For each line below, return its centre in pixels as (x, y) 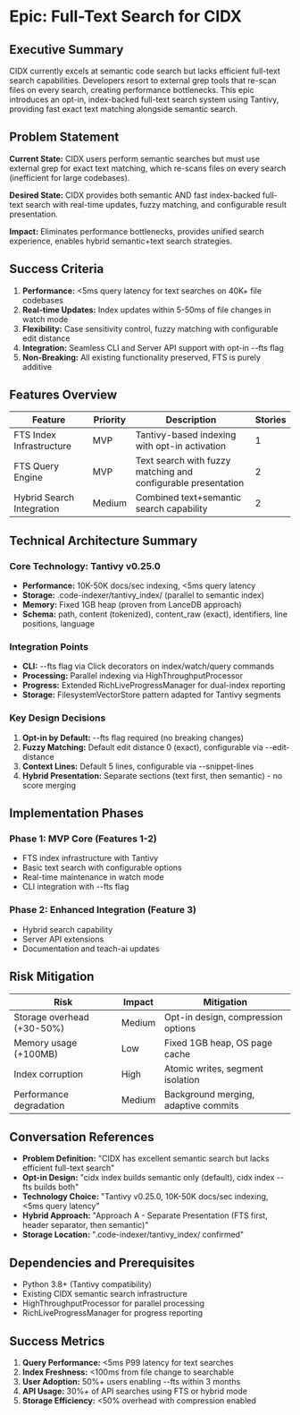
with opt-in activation (181, 447)
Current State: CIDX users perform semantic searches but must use (135, 158)
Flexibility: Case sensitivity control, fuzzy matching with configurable (150, 328)
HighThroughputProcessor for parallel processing (113, 1303)
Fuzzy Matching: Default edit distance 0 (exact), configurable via (142, 747)
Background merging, (209, 1094)
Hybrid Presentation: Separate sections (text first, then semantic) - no (152, 775)
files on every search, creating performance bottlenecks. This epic (132, 90)
